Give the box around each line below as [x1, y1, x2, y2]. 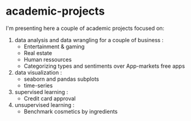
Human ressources [23, 56, 72, 63]
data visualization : [14, 68, 62, 76]
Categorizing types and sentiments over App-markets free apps [23, 62, 185, 70]
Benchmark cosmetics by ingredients [23, 108, 118, 115]
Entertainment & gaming [23, 43, 85, 50]
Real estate [23, 49, 53, 56]
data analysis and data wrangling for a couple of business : [14, 36, 163, 43]
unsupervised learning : [14, 101, 75, 108]
